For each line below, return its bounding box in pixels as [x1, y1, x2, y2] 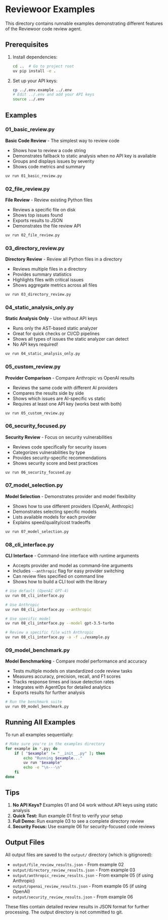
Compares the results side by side [12, 390, 85, 396]
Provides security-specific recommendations [12, 455, 107, 461]
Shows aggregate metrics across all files [12, 282, 98, 288]
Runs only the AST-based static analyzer [12, 325, 98, 332]
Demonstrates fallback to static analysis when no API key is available [12, 153, 156, 159]
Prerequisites [5, 41, 49, 49]
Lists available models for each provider [12, 513, 96, 520]
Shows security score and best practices [12, 460, 98, 466]
